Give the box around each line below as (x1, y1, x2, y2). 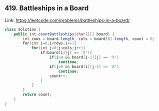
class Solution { (4, 27, 41, 32)
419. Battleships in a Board (4, 4, 89, 12)
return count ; (22, 92, 52, 97)
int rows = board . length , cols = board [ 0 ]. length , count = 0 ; (22, 36, 155, 41)
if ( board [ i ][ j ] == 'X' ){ (40, 50, 92, 55)
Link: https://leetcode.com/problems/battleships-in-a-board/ (4, 17, 130, 23)
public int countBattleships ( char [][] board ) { (13, 31, 114, 36)
